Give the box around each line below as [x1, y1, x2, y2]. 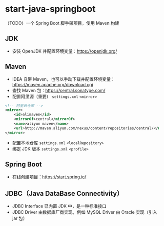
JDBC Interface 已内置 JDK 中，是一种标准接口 [12, 203, 106, 209]
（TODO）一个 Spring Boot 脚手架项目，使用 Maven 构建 [5, 20, 120, 26]
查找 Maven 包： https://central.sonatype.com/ [12, 87, 106, 93]
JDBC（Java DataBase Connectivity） [5, 189, 123, 198]
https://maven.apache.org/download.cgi [12, 81, 94, 87]
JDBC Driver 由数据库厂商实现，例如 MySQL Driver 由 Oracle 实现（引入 [12, 209, 158, 215]
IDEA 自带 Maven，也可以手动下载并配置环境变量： [12, 76, 115, 82]
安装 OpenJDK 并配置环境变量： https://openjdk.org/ [12, 48, 117, 54]
